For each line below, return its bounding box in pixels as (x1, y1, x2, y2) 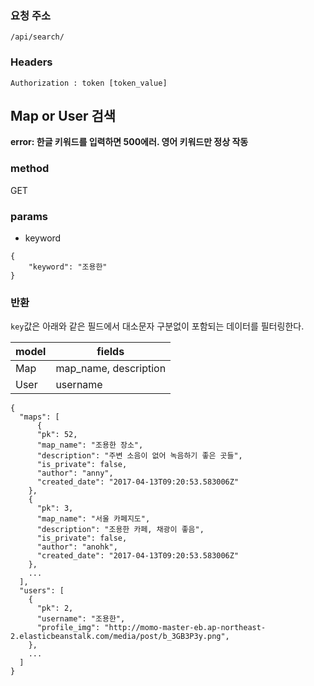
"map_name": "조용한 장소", (36, 440, 144, 451)
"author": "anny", (36, 468, 114, 479)
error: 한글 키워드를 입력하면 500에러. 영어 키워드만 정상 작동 (10, 136, 249, 148)
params (10, 209, 48, 223)
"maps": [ (19, 412, 60, 422)
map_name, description (55, 362, 167, 376)
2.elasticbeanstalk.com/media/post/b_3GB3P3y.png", (10, 632, 230, 642)
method (10, 162, 50, 176)
